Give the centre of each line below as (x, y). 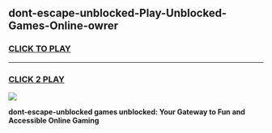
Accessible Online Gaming (54, 120)
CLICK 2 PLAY (36, 79)
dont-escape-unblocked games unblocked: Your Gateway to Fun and (127, 111)
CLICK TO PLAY (40, 49)
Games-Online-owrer (64, 26)
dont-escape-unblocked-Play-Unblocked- (118, 13)
